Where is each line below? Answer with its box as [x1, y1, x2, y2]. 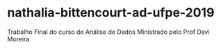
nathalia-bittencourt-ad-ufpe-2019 [7, 5, 215, 21]
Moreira [7, 35, 30, 43]
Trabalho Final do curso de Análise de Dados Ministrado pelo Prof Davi [7, 28, 210, 36]
